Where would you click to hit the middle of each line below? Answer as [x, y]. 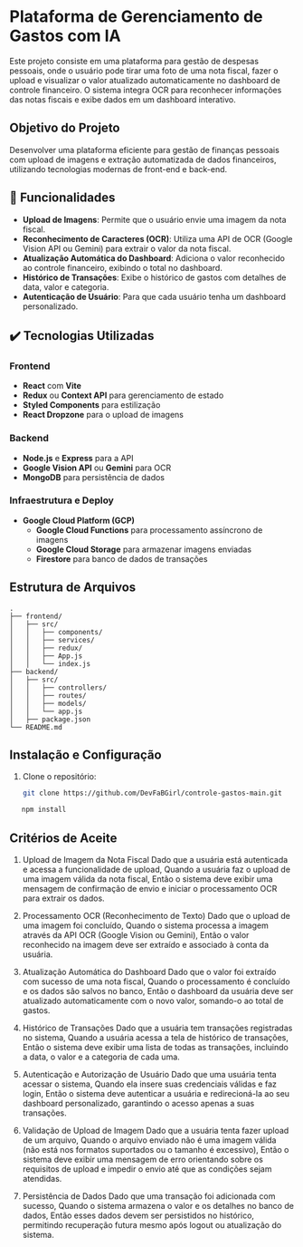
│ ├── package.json [50, 719]
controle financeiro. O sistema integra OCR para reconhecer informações [146, 90]
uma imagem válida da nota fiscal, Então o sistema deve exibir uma [147, 879]
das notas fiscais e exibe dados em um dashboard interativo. [123, 99]
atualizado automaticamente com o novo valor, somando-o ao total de [153, 1001]
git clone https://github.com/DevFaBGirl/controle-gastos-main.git [152, 793]
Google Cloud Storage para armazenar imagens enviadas [143, 549]
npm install [44, 810]
